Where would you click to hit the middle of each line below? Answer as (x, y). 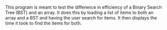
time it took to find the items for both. (44, 23)
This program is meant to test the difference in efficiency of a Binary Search (83, 7)
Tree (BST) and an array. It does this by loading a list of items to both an (79, 12)
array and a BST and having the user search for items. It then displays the (81, 18)
